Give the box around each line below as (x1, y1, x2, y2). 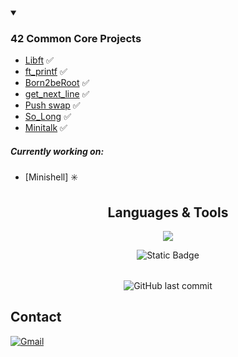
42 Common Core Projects (10, 31, 142, 45)
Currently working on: (10, 145, 105, 157)
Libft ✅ (24, 54, 54, 66)
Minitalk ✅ (24, 122, 68, 134)
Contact (10, 309, 62, 326)
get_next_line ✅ (24, 88, 90, 100)
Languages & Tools (107, 204, 229, 221)
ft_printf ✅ (24, 66, 68, 78)
